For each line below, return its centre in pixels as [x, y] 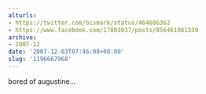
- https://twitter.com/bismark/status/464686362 [89, 23]
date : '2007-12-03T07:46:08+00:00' [66, 52]
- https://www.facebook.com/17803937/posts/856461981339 [103, 30]
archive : [22, 37]
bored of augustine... [42, 81]
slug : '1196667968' [40, 60]
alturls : [22, 15]
